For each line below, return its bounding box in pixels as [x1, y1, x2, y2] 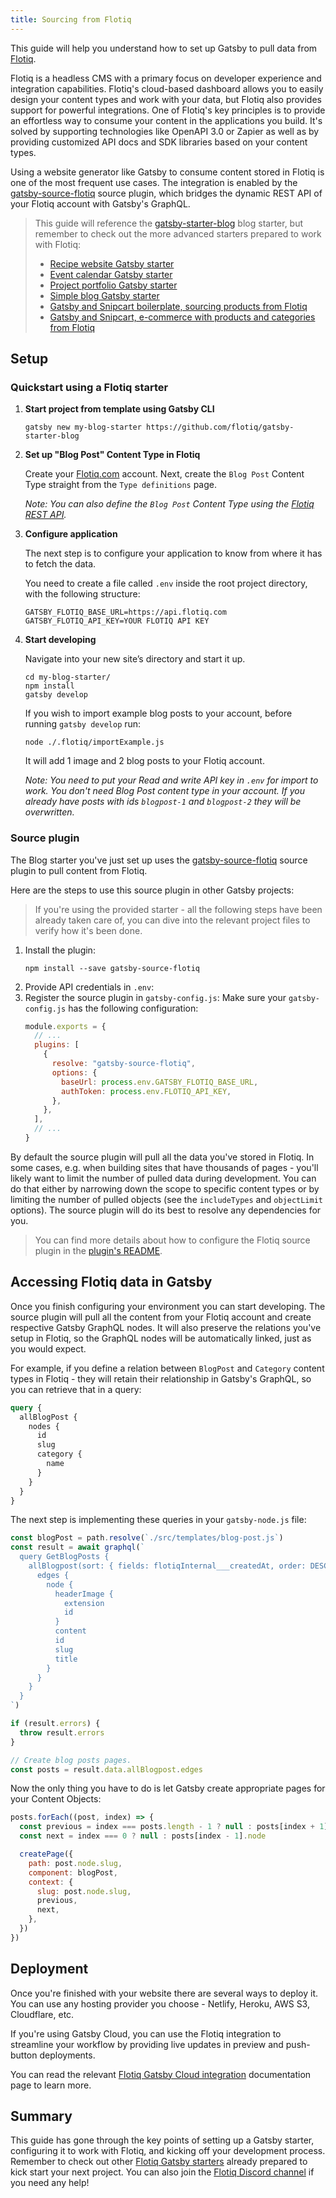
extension [63, 1598, 105, 1608]
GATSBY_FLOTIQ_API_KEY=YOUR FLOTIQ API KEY [24, 616, 210, 626]
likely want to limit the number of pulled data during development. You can [10, 1172, 317, 1184]
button [10, 2049, 38, 2061]
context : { [28, 1877, 74, 1887]
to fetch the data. [24, 558, 97, 570]
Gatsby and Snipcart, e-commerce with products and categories [49, 311, 316, 323]
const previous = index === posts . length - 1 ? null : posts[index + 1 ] [19, 1822, 329, 1832]
